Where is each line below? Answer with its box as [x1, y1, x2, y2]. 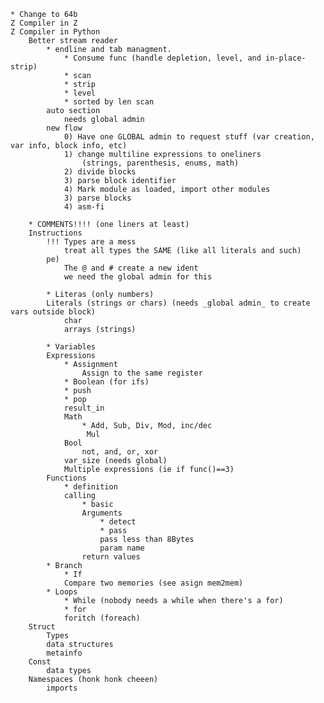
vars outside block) [10, 307, 97, 317]
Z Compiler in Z [10, 18, 78, 28]
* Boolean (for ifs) [63, 377, 150, 387]
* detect [99, 517, 137, 527]
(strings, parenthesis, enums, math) [81, 158, 240, 168]
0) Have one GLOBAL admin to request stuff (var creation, [63, 132, 315, 142]
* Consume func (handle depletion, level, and [63, 53, 262, 63]
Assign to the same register [81, 368, 203, 378]
